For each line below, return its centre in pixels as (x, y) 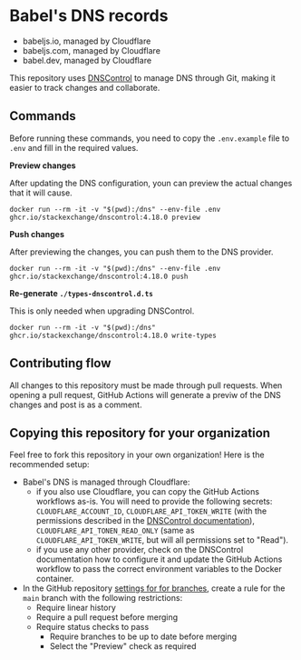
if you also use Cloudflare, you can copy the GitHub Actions (148, 492)
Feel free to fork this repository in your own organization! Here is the (137, 455)
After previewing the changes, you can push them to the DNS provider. (141, 252)
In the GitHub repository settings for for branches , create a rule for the (154, 588)
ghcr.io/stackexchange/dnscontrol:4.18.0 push (99, 276)
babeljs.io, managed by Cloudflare (87, 41)
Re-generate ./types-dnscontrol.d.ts (82, 293)
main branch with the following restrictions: (102, 598)
